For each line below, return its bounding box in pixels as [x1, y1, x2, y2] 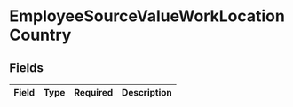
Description [121, 87, 173, 98]
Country [9, 25, 72, 45]
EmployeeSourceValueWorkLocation [9, 6, 286, 27]
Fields [9, 60, 44, 75]
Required [74, 87, 114, 98]
